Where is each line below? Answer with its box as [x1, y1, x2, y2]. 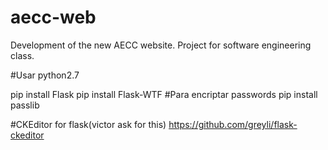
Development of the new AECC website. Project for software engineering [10, 39, 312, 51]
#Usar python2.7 [10, 69, 80, 81]
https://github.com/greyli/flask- [168, 118, 298, 130]
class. [10, 49, 35, 61]
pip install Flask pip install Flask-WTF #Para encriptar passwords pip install [10, 88, 318, 100]
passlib [10, 99, 40, 111]
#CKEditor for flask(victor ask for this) [10, 118, 167, 130]
